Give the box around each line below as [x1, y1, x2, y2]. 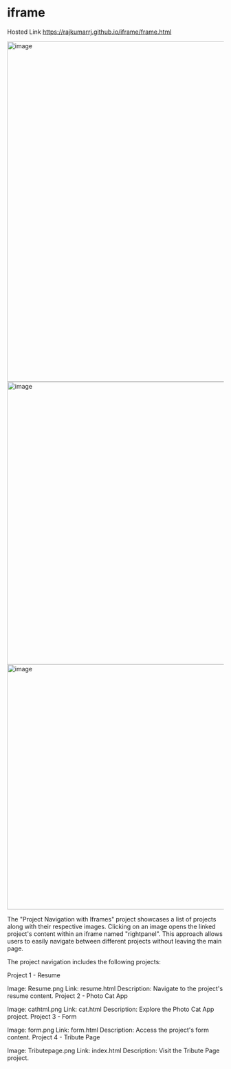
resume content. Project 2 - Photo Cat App [7, 991, 129, 1000]
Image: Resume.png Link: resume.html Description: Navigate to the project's [7, 984, 223, 992]
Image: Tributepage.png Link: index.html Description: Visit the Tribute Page [7, 1046, 220, 1055]
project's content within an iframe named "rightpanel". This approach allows [7, 929, 223, 938]
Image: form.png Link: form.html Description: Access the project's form [7, 1026, 210, 1034]
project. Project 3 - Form [7, 1012, 77, 1021]
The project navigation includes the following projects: [7, 957, 162, 966]
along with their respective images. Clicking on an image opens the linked [7, 922, 216, 930]
